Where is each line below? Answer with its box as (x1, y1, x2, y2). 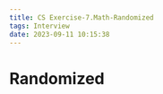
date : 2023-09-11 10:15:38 (9, 30, 110, 38)
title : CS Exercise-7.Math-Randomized (9, 13, 154, 22)
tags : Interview (9, 21, 70, 30)
